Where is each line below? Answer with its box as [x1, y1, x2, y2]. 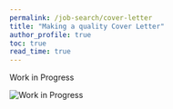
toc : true [9, 38, 47, 48]
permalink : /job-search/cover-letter [9, 13, 153, 23]
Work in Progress [9, 72, 75, 83]
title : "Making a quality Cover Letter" [9, 22, 166, 31]
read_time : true [9, 47, 71, 56]
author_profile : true [9, 30, 92, 39]
